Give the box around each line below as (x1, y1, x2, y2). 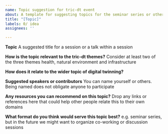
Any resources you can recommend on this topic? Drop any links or (5, 93, 147, 99)
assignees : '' (5, 26, 35, 31)
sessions (5, 124, 23, 130)
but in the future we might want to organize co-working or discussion (5, 119, 148, 125)
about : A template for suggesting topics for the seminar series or (5, 12, 151, 17)
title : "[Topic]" (5, 16, 41, 21)
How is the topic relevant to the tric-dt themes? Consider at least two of (5, 53, 156, 60)
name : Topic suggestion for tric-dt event (5, 7, 95, 12)
